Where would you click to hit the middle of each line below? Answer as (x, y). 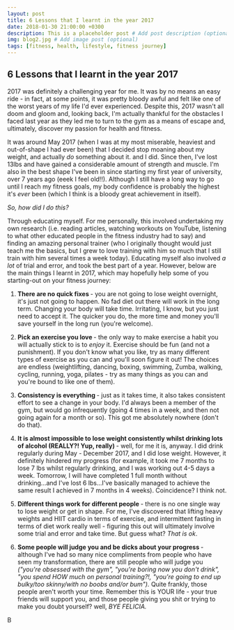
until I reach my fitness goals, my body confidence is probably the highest (114, 186)
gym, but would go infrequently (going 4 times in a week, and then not (118, 410)
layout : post (26, 14)
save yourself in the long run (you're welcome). (85, 323)
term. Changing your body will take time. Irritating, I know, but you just (118, 309)
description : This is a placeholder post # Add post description (104, 33)
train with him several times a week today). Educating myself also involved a (117, 258)
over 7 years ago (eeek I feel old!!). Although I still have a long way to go (111, 179)
